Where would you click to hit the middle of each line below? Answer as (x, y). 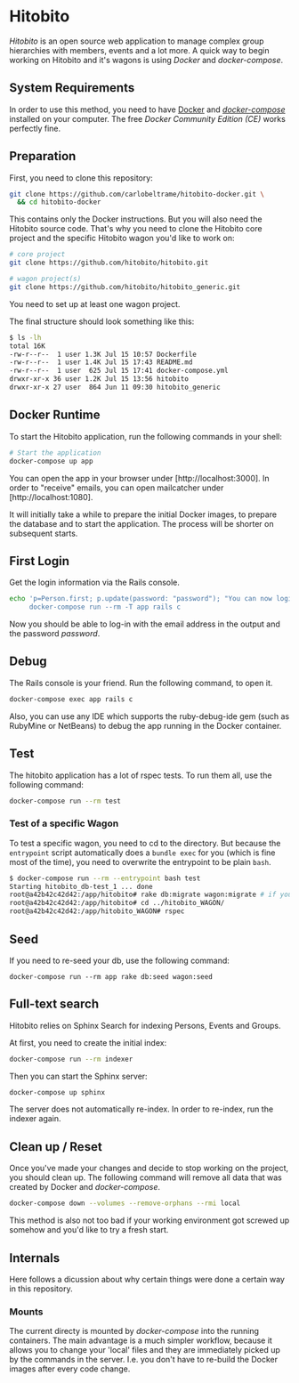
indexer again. (35, 1119)
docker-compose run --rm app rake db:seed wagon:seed (111, 976)
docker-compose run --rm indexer (71, 1059)
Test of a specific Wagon (64, 823)
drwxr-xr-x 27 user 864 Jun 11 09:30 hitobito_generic (115, 388)
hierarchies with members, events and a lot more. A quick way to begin (139, 50)
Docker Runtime (55, 415)
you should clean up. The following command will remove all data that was (145, 1177)
